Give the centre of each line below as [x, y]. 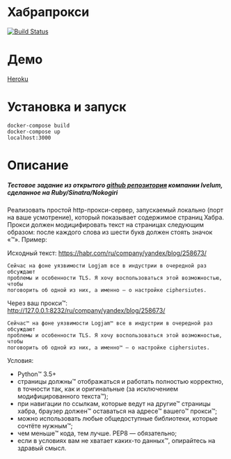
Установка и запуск [67, 107]
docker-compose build [39, 125]
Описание [38, 165]
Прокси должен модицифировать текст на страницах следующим [105, 224]
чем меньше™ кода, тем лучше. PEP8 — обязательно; [97, 433]
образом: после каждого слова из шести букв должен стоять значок [110, 232]
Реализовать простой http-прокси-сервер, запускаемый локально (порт [115, 210]
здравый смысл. [42, 448]
